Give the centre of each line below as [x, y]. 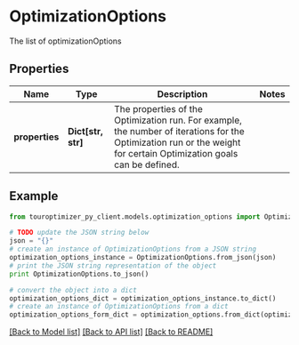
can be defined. [147, 164]
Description [182, 93]
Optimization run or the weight [178, 142]
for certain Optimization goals [176, 153]
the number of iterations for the [179, 131]
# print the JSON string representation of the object [113, 265]
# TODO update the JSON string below [79, 233]
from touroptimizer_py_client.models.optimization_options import [135, 217]
